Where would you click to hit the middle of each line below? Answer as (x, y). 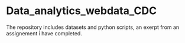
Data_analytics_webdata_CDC (82, 11)
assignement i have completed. (44, 33)
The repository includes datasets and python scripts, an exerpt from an (93, 27)
